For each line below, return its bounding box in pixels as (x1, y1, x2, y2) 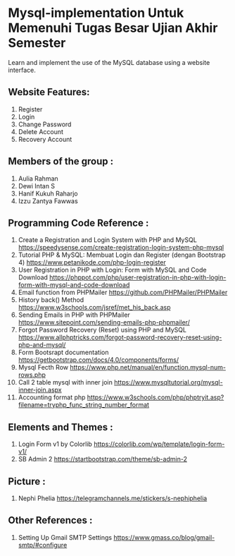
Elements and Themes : (8, 421, 113, 433)
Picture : (8, 475, 46, 488)
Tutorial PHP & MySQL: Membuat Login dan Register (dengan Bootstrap (18, 250, 226, 259)
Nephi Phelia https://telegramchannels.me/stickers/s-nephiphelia (18, 494, 208, 502)
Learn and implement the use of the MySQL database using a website (8, 58, 210, 66)
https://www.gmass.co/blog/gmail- (113, 533, 215, 541)
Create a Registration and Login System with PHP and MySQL (18, 236, 198, 244)
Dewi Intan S (18, 181, 56, 190)
